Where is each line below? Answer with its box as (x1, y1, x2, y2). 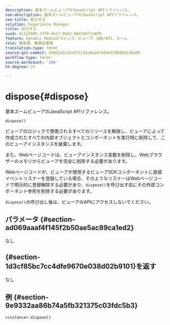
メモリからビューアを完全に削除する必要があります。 (18, 158, 130, 164)
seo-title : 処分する (5, 17, 46, 22)
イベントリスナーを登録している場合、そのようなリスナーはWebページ (5, 176, 154, 182)
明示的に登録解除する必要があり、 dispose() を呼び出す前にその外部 (14, 182, 156, 188)
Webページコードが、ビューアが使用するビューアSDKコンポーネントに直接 (5, 169, 162, 175)
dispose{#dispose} (5, 91, 89, 103)
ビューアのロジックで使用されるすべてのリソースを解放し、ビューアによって (5, 128, 165, 134)
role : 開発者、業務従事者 (5, 41, 54, 46)
